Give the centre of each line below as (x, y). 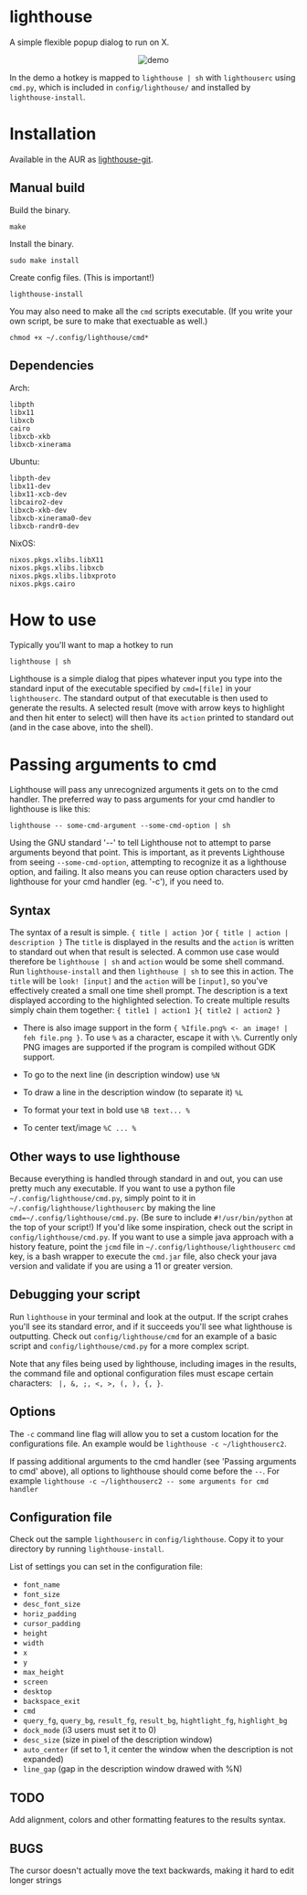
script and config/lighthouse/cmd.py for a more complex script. (129, 1346)
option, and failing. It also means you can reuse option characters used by (149, 872)
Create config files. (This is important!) (82, 277)
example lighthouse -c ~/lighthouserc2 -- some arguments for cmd (139, 1480)
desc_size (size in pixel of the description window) (117, 1740)
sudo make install (44, 261)
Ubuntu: (25, 461)
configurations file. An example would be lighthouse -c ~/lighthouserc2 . (148, 1443)
